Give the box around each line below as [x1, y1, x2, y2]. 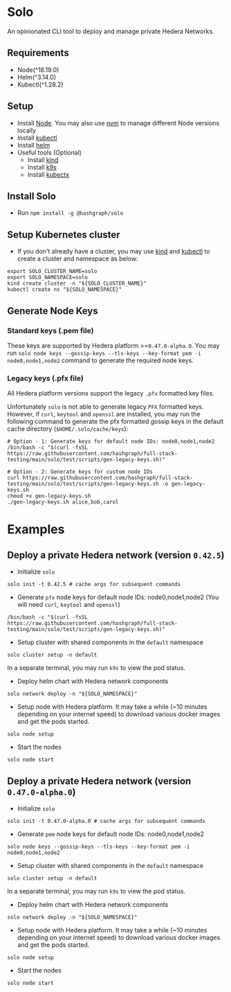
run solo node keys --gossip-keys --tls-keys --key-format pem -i [7, 348, 202, 357]
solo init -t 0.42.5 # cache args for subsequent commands [7, 581, 181, 588]
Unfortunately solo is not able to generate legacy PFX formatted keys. [7, 402, 204, 411]
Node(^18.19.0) [17, 65, 59, 73]
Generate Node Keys [7, 305, 98, 317]
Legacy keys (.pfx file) [7, 373, 84, 383]
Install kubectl [17, 133, 57, 142]
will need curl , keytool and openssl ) [17, 601, 121, 609]
